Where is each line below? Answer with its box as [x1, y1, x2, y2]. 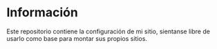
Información [6, 5, 79, 20]
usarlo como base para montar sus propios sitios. [6, 34, 148, 42]
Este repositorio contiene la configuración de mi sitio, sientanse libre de [6, 27, 210, 35]
